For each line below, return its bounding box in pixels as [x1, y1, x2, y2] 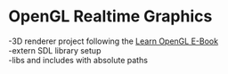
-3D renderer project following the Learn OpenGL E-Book [8, 36, 219, 46]
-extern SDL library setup [8, 45, 102, 55]
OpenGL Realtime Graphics [8, 6, 213, 27]
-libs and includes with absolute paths [8, 54, 149, 65]
